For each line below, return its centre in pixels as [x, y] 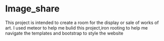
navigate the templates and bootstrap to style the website [64, 33]
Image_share [32, 9]
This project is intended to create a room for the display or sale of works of [82, 22]
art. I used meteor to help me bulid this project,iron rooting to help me [77, 27]
